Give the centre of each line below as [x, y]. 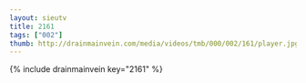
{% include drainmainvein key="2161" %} [87, 69]
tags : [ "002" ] [36, 35]
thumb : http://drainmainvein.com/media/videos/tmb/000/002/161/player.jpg [154, 43]
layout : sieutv [38, 18]
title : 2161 [32, 26]
